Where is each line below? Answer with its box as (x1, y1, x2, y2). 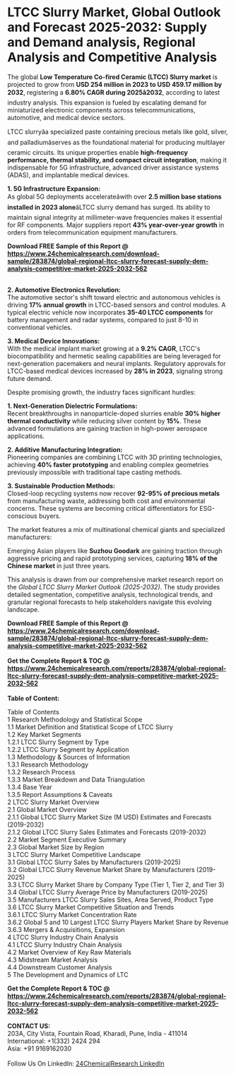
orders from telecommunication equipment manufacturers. (7, 228, 178, 237)
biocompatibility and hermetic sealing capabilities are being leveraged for (7, 351, 221, 360)
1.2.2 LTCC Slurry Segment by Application (7, 745, 129, 753)
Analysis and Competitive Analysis (7, 49, 218, 66)
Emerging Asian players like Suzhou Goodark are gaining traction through (7, 546, 223, 555)
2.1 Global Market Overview (7, 805, 87, 813)
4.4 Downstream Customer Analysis (7, 962, 112, 972)
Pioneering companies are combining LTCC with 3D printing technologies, (7, 453, 223, 461)
